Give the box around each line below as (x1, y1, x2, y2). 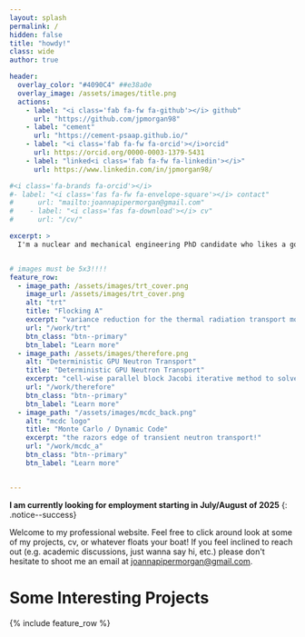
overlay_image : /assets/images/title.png (17, 88, 177, 98)
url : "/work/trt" (25, 323, 92, 333)
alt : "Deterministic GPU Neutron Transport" (25, 357, 197, 366)
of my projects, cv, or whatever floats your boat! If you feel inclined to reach (9, 536, 293, 547)
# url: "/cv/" (9, 215, 84, 224)
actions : (17, 97, 51, 106)
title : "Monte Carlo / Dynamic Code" (25, 424, 169, 434)
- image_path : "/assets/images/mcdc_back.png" (17, 408, 197, 417)
